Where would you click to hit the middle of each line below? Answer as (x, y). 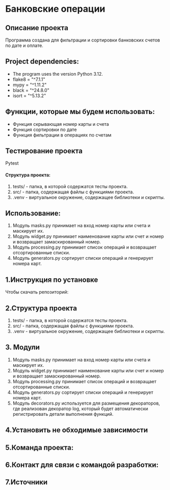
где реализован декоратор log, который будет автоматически (80, 408)
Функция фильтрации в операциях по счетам (62, 135)
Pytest (12, 163)
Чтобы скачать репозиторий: (37, 292)
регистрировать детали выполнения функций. (63, 414)
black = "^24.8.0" (31, 90)
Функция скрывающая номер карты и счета (61, 124)
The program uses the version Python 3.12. (58, 74)
